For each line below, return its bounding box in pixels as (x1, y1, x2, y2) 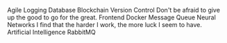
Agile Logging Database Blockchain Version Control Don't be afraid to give (7, 6, 221, 14)
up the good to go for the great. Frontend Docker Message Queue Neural (7, 13, 217, 21)
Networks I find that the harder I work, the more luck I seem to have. (7, 21, 203, 28)
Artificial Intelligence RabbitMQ (7, 28, 96, 36)
